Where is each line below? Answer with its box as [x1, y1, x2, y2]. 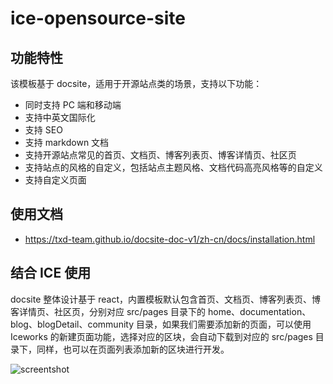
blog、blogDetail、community [10, 318, 135, 330]
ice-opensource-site [10, 7, 186, 30]
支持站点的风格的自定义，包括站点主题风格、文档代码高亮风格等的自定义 [24, 162, 323, 173]
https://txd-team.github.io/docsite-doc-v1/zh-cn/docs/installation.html [24, 233, 316, 245]
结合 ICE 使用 [10, 265, 92, 282]
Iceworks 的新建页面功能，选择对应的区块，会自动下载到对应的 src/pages [10, 330, 313, 342]
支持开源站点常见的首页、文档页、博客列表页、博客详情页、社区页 [24, 149, 297, 161]
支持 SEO [24, 124, 63, 136]
